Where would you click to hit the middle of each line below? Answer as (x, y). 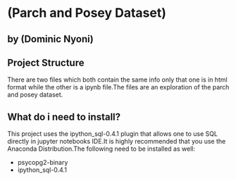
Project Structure (46, 62)
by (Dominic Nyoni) (50, 39)
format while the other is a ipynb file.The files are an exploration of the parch (118, 87)
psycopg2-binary (43, 163)
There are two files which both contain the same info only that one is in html (117, 80)
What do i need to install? (64, 117)
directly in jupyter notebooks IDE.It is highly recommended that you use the (117, 142)
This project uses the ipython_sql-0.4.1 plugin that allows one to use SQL (113, 134)
